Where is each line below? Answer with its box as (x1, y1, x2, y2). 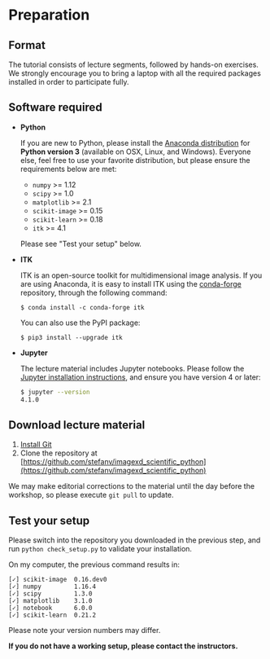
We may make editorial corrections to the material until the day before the (8, 481, 255, 491)
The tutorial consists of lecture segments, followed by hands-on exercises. (8, 59, 259, 69)
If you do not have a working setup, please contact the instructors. (8, 641, 238, 651)
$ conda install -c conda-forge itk (20, 303, 145, 311)
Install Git (20, 440, 52, 450)
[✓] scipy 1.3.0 (8, 590, 93, 598)
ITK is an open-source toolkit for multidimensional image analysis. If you (20, 270, 263, 280)
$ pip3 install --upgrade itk (20, 333, 124, 341)
